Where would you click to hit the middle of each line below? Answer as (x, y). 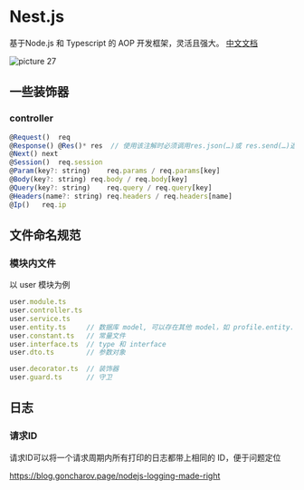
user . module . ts (38, 302)
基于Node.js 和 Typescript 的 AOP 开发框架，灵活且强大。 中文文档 (134, 43)
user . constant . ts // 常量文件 (68, 336)
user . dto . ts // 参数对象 (68, 353)
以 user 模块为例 (40, 285)
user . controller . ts (46, 310)
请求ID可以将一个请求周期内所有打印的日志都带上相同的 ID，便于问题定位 (145, 457)
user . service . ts (40, 318)
